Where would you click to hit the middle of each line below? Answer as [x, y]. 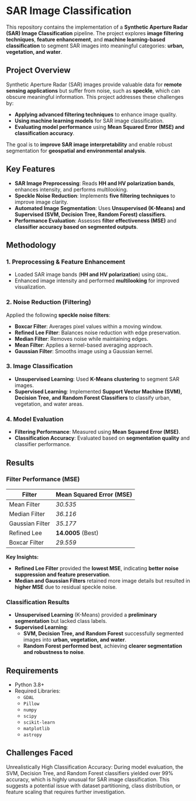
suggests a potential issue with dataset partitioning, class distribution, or [93, 785]
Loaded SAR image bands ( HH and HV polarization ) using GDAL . [91, 275]
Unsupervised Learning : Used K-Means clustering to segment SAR [97, 379]
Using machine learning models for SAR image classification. [89, 121]
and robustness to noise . [54, 652]
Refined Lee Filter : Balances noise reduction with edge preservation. [98, 333]
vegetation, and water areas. [49, 404]
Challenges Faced [39, 753]
